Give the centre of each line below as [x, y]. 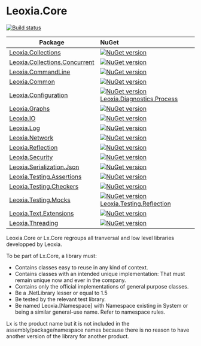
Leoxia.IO [22, 118]
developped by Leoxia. [34, 244]
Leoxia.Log [25, 128]
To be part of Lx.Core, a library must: [51, 256]
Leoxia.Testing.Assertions [45, 177]
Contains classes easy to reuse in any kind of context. [81, 267]
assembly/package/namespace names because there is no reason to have [98, 330]
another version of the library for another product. [68, 336]
